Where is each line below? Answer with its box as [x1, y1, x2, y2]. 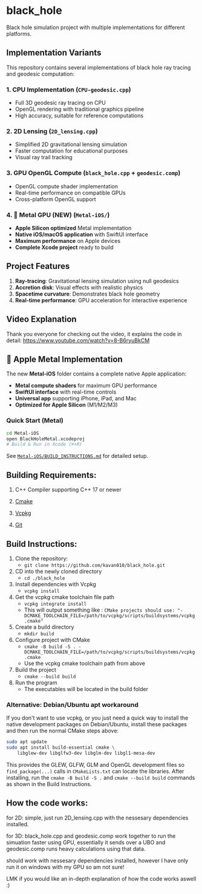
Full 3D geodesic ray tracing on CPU [15, 99, 106, 107]
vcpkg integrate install [24, 601, 87, 607]
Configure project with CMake [15, 636, 91, 643]
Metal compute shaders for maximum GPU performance [15, 382, 157, 389]
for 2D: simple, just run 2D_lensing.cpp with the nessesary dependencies [6, 814, 189, 821]
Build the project [15, 666, 56, 673]
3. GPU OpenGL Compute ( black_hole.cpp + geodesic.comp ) [6, 169, 181, 177]
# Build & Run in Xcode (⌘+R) [6, 442, 83, 448]
